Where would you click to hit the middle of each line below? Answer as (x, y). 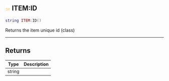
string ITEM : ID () (23, 20)
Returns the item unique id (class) (40, 30)
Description (36, 64)
